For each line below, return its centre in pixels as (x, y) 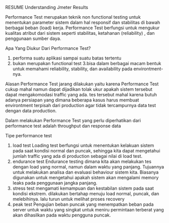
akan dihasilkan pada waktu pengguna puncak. (62, 215)
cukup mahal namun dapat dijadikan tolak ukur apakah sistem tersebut (79, 89)
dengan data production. (31, 111)
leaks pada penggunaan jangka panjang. (55, 183)
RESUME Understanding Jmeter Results (47, 7)
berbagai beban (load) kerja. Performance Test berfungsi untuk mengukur (82, 28)
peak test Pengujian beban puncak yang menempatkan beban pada (83, 204)
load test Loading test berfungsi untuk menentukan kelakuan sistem (83, 145)
